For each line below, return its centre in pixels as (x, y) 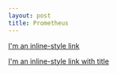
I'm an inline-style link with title (58, 61)
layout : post (30, 16)
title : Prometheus (38, 23)
